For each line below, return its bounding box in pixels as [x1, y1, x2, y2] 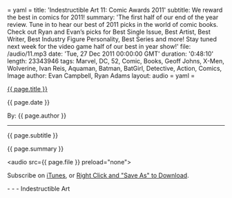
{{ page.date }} [7, 98, 50, 106]
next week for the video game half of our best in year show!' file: [7, 43, 191, 50]
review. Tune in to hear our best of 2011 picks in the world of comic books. [7, 21, 219, 28]
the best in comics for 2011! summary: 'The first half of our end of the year [7, 13, 219, 21]
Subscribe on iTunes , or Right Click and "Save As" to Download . [7, 171, 189, 179]
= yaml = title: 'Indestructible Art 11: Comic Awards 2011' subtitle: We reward [7, 6, 223, 14]
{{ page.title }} [7, 85, 48, 93]
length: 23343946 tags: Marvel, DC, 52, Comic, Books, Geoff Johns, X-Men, [7, 57, 224, 65]
